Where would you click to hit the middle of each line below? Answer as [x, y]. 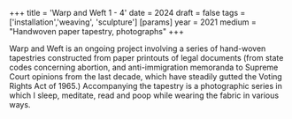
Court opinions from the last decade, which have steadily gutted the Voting [146, 77]
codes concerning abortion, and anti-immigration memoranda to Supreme [144, 67]
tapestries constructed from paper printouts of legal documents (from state [146, 58]
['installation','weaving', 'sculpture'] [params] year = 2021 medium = [133, 22]
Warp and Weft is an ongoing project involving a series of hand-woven [138, 48]
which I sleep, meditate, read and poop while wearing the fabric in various [144, 95]
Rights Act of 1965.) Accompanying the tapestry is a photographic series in [146, 86]
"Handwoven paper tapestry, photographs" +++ [96, 31]
